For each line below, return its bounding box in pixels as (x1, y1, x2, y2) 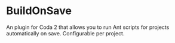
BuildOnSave (6, 4, 72, 18)
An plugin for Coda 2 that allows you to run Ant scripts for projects (6, 24, 170, 31)
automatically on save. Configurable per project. (6, 29, 125, 37)
